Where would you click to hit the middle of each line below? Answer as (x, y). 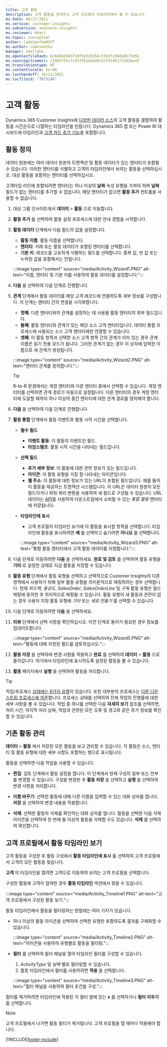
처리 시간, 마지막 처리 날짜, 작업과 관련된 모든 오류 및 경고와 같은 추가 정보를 (79, 710)
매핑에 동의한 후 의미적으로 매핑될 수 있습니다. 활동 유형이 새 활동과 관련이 (84, 594)
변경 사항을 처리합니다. (35, 786)
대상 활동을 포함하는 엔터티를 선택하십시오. (53, 175)
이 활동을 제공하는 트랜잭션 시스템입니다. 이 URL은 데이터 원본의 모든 (94, 486)
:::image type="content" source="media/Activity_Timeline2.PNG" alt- (83, 937)
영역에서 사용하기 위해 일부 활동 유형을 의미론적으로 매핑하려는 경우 (78, 582)
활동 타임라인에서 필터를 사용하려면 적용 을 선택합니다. (73, 970)
